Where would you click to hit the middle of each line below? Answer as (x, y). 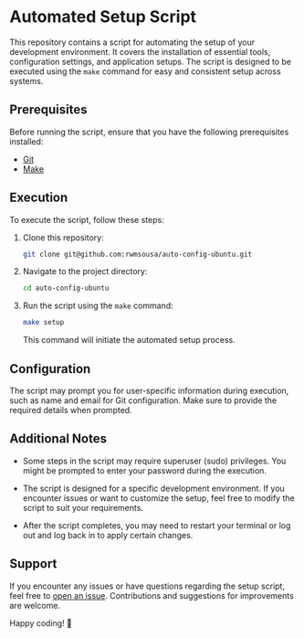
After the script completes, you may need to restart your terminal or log (157, 525)
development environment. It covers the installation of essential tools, (140, 51)
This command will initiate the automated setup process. (129, 340)
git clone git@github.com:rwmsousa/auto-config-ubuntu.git (137, 254)
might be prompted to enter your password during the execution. (145, 470)
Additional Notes (58, 439)
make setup (43, 323)
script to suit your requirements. (83, 507)
